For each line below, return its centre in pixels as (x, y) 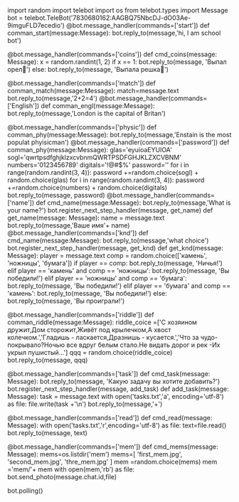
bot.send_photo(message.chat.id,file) (62, 477)
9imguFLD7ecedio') (36, 25)
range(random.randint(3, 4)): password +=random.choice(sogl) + (103, 172)
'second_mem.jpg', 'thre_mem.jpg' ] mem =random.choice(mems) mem (112, 462)
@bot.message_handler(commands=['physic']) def (82, 127)
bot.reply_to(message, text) (47, 433)
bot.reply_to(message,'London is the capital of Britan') (86, 113)
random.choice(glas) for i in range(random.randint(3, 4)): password (106, 180)
